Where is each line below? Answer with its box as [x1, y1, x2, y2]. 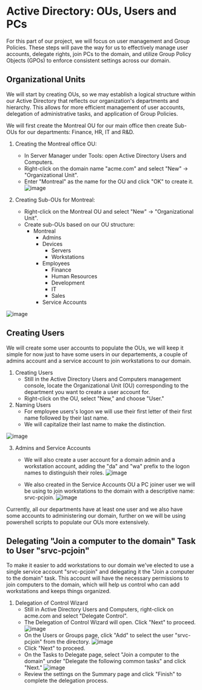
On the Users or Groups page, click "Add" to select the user [24, 632, 174, 639]
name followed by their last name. [24, 414, 109, 421]
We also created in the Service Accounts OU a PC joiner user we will [24, 481, 195, 488]
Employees [42, 259, 70, 267]
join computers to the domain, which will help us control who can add [6, 581, 180, 588]
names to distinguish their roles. [24, 469, 104, 476]
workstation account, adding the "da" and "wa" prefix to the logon [24, 462, 190, 470]
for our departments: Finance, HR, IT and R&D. [18, 128, 135, 135]
